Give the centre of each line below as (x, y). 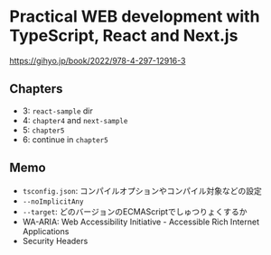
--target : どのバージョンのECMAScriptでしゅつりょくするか (135, 211)
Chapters (36, 89)
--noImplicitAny (53, 201)
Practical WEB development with (135, 17)
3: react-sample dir (57, 111)
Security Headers (55, 241)
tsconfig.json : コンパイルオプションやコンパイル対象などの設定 (142, 190)
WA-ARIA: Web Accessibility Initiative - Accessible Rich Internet (141, 222)
